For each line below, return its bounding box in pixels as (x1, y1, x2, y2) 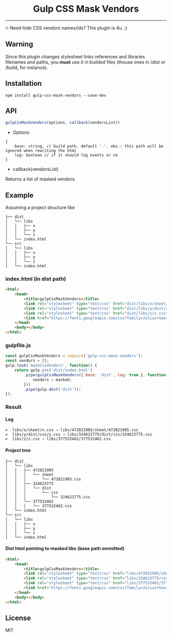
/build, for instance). (5, 64, 48, 71)
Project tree (5, 447, 31, 453)
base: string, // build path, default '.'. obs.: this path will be (14, 144, 164, 149)
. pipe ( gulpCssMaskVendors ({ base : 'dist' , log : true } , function (24, 372, 166, 377)
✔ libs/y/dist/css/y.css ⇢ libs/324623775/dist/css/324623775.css (5, 432, 153, 437)
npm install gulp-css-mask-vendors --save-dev (5, 93, 106, 98)
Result (5, 403, 22, 411)
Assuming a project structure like (5, 204, 75, 211)
